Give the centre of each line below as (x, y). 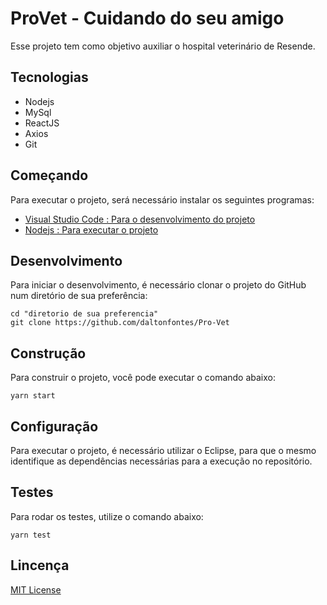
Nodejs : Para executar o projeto (91, 229)
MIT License (36, 589)
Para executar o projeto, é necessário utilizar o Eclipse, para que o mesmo (163, 450)
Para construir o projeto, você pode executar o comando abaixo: (143, 378)
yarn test (31, 535)
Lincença (40, 565)
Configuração (54, 426)
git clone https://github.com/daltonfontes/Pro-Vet (120, 323)
